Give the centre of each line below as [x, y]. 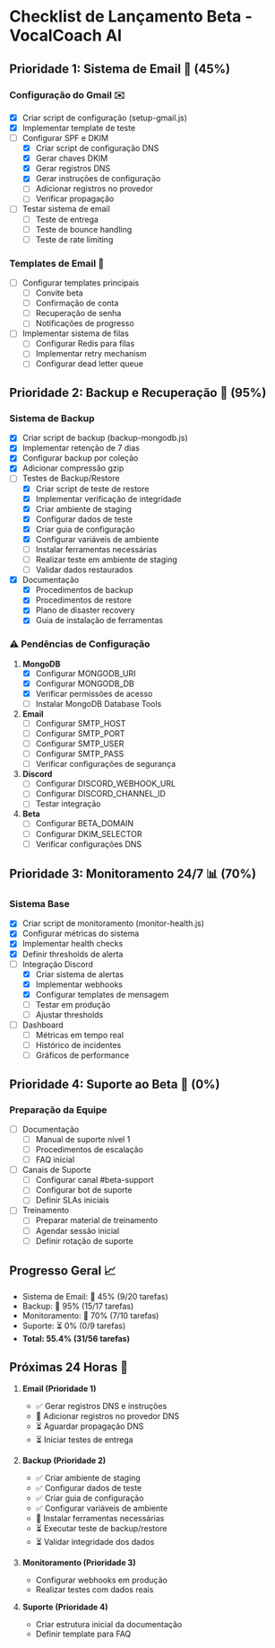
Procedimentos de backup [84, 590]
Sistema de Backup [52, 418]
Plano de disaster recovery [85, 610]
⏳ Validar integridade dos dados [95, 1542]
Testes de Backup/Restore [71, 479]
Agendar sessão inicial [77, 1230]
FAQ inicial [55, 1159]
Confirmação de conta [77, 304]
